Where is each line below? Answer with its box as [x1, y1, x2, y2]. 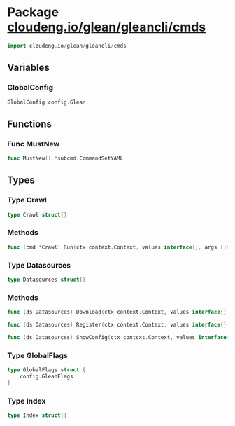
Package [7, 4, 59, 20]
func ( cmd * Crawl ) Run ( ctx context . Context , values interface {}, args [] [7, 243, 227, 251]
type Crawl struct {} [7, 211, 68, 218]
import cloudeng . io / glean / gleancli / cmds [7, 42, 127, 49]
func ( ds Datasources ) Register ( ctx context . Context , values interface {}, [7, 322, 230, 329]
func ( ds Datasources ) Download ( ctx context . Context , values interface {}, [7, 309, 230, 316]
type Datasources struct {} [7, 276, 86, 283]
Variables [7, 62, 50, 74]
